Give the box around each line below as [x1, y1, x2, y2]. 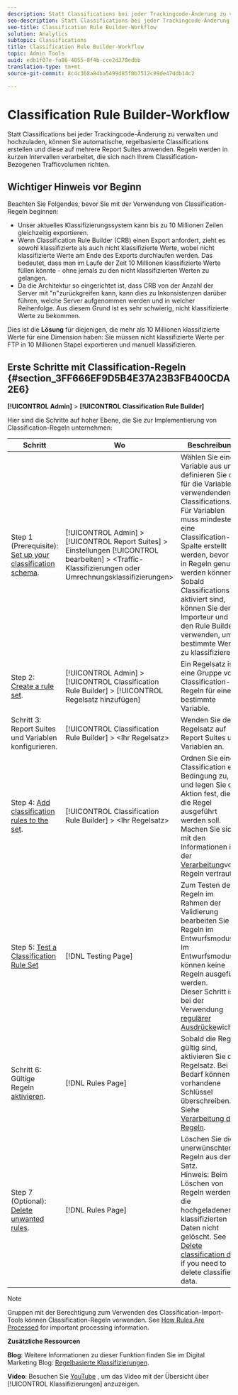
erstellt [203, 541, 227, 551]
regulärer [180, 1014, 211, 1024]
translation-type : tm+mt [7, 63, 81, 70]
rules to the [11, 815, 49, 825]
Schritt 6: [11, 1065, 42, 1075]
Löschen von [180, 1178, 224, 1188]
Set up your [11, 550, 50, 560]
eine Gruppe [180, 668, 222, 678]
